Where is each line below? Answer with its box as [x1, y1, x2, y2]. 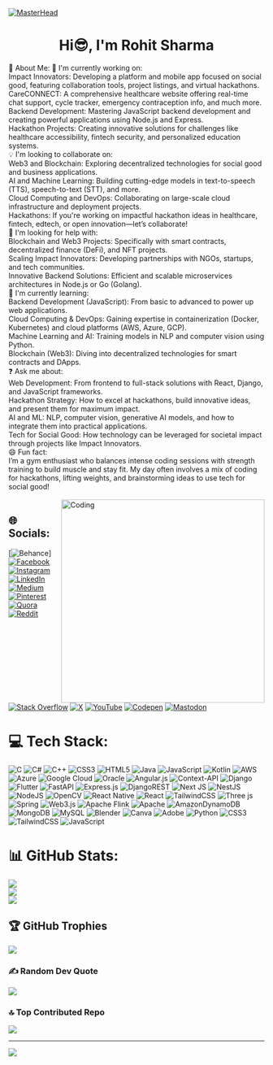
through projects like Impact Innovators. [8, 438, 142, 448]
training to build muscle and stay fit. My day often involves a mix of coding [8, 464, 258, 474]
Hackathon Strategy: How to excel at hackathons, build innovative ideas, [8, 395, 251, 405]
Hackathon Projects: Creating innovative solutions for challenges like [8, 123, 239, 133]
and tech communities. [8, 262, 85, 272]
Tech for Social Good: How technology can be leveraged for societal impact [8, 429, 262, 439]
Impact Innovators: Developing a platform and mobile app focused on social [8, 72, 262, 81]
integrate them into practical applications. [8, 421, 148, 431]
